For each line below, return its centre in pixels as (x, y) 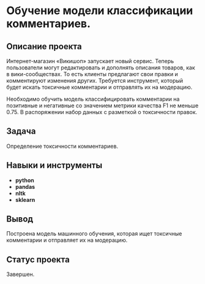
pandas (25, 186)
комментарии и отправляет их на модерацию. (67, 240)
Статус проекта (38, 259)
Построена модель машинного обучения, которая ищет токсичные (94, 234)
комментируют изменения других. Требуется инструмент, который (95, 81)
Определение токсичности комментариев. (62, 146)
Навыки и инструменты (54, 165)
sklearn (25, 199)
